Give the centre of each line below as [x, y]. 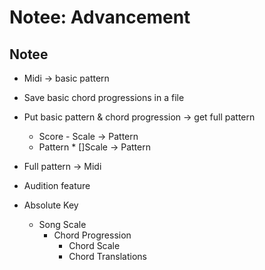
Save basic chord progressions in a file [104, 97]
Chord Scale [94, 245]
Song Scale [62, 224]
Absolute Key [51, 205]
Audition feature [57, 185]
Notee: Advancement [100, 17]
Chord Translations [107, 256]
